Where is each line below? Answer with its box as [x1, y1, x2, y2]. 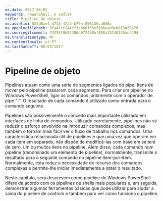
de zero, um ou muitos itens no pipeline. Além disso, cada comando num [5, 144, 154, 150]
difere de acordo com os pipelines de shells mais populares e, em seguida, [5, 180, 158, 186]
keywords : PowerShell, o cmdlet [5, 12, 72, 17]
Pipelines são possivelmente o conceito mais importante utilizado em [5, 112, 146, 118]
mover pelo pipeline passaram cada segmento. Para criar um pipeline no [5, 87, 153, 93]
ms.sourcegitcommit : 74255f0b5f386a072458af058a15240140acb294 [5, 30, 139, 35]
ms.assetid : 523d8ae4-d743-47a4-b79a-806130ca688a [5, 21, 112, 26]
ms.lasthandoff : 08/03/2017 [5, 44, 63, 49]
